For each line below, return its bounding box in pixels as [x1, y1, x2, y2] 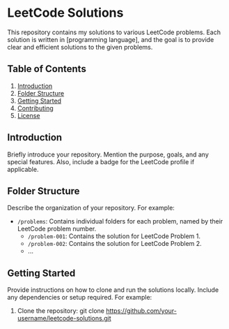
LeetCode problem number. [17, 225, 97, 233]
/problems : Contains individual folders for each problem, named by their [17, 217, 223, 226]
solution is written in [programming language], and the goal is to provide [7, 35, 214, 43]
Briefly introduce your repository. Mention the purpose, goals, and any [7, 150, 209, 159]
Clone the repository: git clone [17, 307, 104, 315]
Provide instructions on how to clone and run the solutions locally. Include [7, 286, 219, 294]
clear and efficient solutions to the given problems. [7, 43, 153, 51]
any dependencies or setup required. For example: [7, 293, 152, 302]
